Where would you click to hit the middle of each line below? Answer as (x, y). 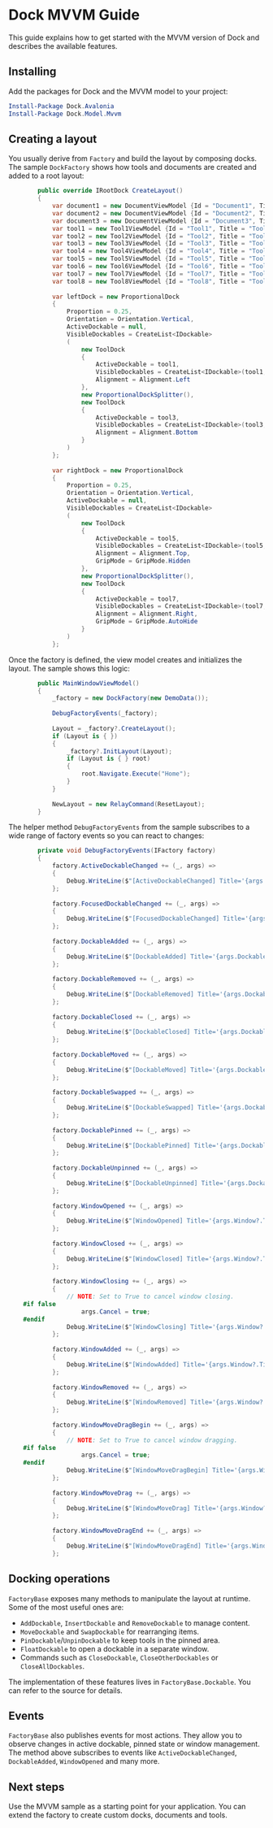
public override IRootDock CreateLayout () (110, 191)
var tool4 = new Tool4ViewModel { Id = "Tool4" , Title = (148, 251)
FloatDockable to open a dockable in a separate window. (115, 1648)
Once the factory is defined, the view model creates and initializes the (125, 659)
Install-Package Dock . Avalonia (61, 106)
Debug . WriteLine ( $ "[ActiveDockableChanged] (141, 881)
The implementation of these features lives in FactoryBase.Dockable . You (130, 1682)
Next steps (37, 1787)
